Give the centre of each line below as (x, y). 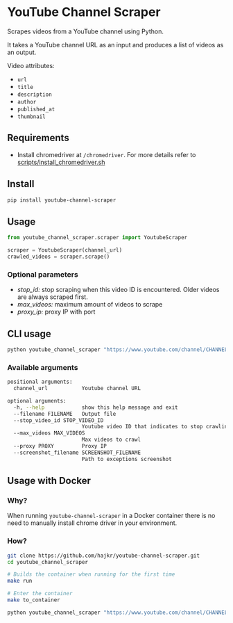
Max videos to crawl (111, 440)
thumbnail (32, 116)
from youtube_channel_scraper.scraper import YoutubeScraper (97, 238)
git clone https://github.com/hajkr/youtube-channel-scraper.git (103, 556)
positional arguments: (40, 382)
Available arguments (43, 367)
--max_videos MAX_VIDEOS (49, 433)
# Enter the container (40, 594)
